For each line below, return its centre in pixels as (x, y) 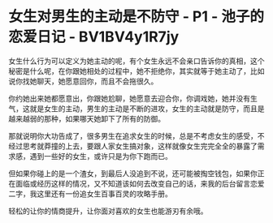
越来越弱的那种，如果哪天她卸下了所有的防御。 (87, 118)
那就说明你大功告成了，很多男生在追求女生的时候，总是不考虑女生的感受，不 (136, 135)
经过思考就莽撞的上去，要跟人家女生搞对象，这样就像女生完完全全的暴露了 (133, 146)
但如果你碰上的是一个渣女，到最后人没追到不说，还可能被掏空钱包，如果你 (133, 173)
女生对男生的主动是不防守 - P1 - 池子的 (136, 17)
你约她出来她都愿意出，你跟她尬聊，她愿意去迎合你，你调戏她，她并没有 (129, 98)
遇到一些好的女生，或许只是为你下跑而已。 (101, 156)
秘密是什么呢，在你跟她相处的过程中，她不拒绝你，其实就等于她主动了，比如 (136, 71)
